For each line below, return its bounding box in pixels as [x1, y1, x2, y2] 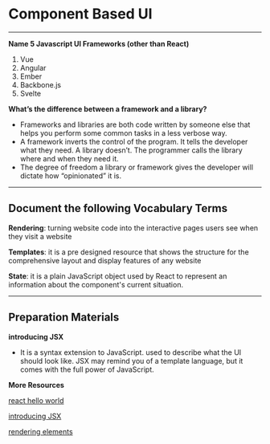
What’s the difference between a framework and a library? [8, 104, 207, 113]
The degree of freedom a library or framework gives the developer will [19, 162, 254, 172]
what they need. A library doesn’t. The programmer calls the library [19, 145, 243, 155]
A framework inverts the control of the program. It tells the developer [19, 136, 248, 146]
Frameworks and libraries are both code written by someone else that [19, 120, 251, 129]
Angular [19, 63, 47, 72]
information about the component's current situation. [8, 279, 183, 289]
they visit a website [8, 231, 72, 241]
